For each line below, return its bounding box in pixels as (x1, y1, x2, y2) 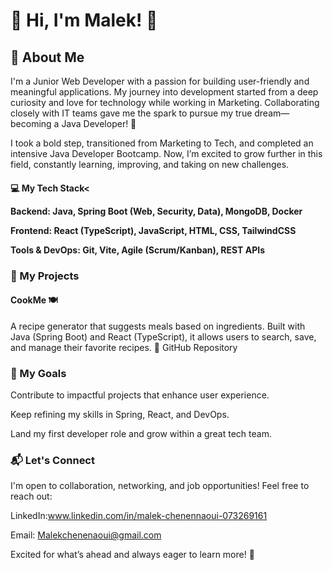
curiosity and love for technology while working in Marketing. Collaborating (10, 97, 320, 108)
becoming (10, 118, 52, 129)
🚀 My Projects (10, 269, 80, 283)
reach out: (10, 490, 53, 503)
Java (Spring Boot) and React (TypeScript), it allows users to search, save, (10, 330, 317, 343)
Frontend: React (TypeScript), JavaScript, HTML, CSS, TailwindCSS (10, 224, 297, 236)
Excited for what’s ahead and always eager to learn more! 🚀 (10, 549, 255, 561)
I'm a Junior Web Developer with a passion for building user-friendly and (10, 75, 310, 87)
